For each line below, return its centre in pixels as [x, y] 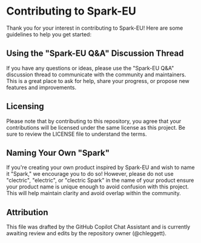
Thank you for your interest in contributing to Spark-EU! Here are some [95, 28]
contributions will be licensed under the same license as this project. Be [96, 127]
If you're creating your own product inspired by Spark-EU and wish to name [100, 167]
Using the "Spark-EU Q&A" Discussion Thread [95, 54]
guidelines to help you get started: [49, 34]
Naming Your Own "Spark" [58, 153]
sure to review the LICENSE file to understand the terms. [77, 134]
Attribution [27, 212]
